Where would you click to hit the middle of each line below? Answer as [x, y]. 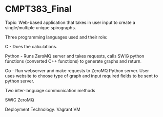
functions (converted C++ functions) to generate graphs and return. [73, 61]
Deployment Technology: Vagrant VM [43, 109]
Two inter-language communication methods [50, 90]
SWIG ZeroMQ [20, 100]
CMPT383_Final [38, 9]
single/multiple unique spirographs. [41, 27]
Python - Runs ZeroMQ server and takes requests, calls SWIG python [75, 56]
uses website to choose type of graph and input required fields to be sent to [81, 76]
